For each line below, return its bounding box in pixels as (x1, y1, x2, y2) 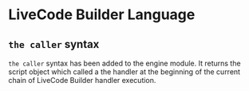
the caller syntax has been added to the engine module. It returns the (8, 58, 241, 68)
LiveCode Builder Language (8, 6, 196, 24)
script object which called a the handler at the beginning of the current (8, 67, 241, 77)
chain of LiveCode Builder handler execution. (8, 76, 156, 85)
